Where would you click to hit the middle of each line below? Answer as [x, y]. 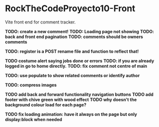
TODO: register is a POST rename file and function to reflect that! [72, 51]
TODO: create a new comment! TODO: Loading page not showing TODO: [79, 31]
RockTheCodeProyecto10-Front [70, 9]
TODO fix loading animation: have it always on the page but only [71, 114]
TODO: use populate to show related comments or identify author [72, 75]
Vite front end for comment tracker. [40, 22]
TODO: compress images [31, 85]
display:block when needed [34, 119]
